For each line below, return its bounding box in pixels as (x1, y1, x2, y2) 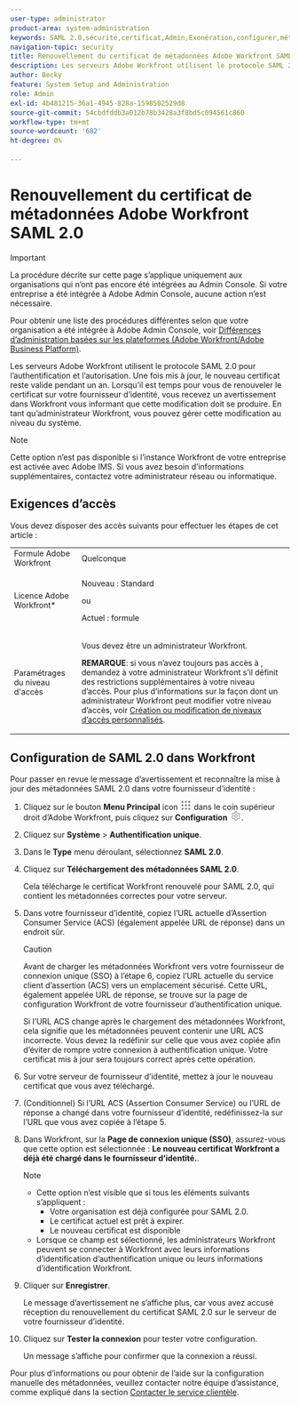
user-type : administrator (10, 14, 106, 23)
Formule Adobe (13, 548, 70, 559)
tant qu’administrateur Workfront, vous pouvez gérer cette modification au (10, 407, 282, 418)
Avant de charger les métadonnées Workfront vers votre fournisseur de (22, 961, 285, 972)
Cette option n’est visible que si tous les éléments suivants (35, 1187, 250, 1198)
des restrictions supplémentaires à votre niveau (81, 676, 256, 687)
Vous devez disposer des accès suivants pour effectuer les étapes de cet (10, 520, 279, 531)
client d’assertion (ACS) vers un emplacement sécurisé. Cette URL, (22, 980, 268, 991)
